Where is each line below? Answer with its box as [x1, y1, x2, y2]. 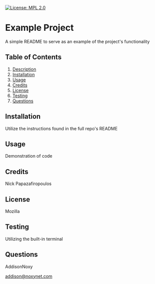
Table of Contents [5, 53, 62, 62]
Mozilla [5, 208, 20, 214]
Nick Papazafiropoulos [5, 181, 52, 187]
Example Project [5, 22, 74, 33]
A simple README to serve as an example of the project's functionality [5, 38, 150, 44]
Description [12, 66, 36, 72]
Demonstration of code [5, 153, 53, 159]
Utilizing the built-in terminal [5, 236, 63, 242]
